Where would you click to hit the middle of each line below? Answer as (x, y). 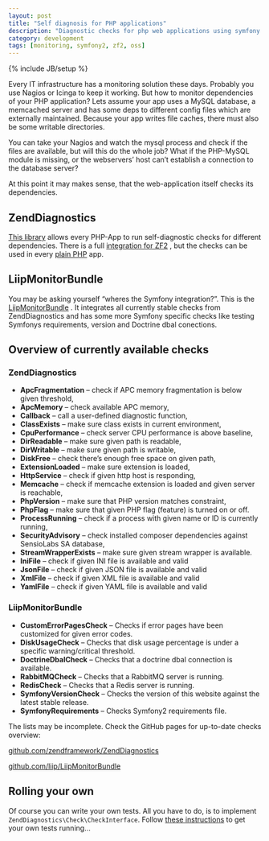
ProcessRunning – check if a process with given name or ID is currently (139, 518)
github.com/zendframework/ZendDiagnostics (84, 750)
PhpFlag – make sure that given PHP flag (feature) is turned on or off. (134, 510)
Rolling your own (51, 792)
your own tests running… (49, 828)
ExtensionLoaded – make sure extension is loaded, (105, 467)
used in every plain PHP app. (56, 254)
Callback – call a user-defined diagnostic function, (104, 416)
